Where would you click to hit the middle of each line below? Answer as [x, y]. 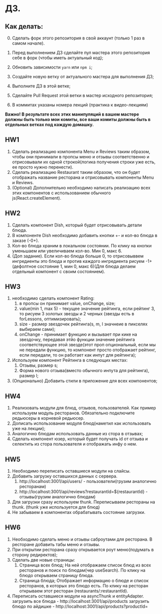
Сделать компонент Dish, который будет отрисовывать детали [77, 225]
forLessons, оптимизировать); [50, 319]
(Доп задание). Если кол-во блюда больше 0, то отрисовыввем [78, 256]
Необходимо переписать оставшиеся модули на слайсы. [71, 471]
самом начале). [28, 43]
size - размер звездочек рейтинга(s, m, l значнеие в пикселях [83, 324]
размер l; [29, 376]
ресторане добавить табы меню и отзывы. [56, 544]
